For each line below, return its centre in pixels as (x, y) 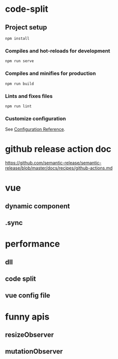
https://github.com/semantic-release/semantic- (53, 163)
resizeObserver (29, 335)
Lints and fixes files (29, 96)
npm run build (20, 84)
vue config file (28, 296)
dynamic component (38, 206)
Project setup (26, 27)
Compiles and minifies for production (50, 73)
